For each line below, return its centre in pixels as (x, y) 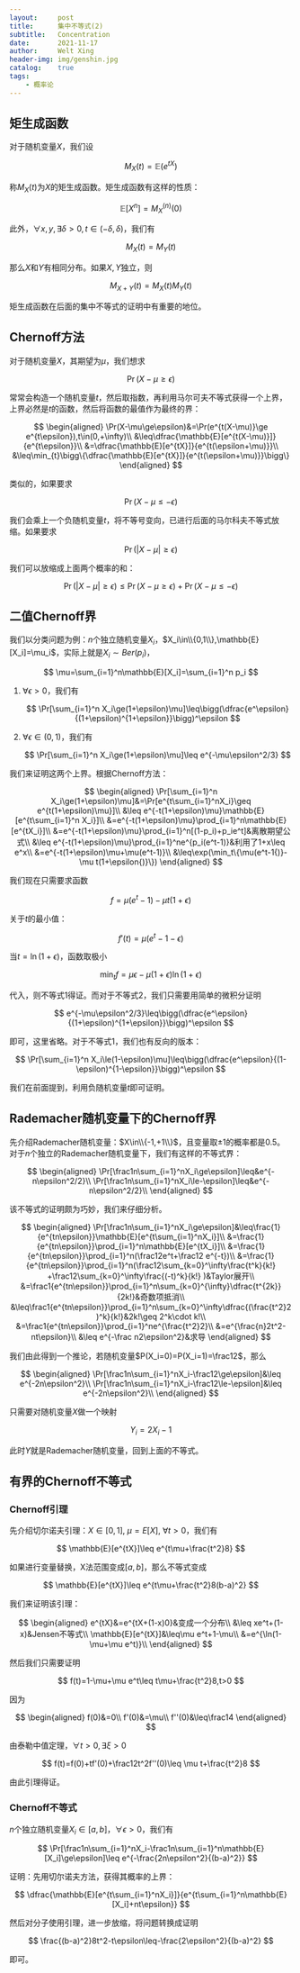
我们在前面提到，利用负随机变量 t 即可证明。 (89, 1088)
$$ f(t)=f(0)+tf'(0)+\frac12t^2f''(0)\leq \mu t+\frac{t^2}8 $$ (151, 1764)
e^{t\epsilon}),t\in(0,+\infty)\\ (79, 436)
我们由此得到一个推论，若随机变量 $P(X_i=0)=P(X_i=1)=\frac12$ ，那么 (138, 1355)
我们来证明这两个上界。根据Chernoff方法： (89, 773)
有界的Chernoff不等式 (71, 1482)
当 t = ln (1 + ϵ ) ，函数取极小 (58, 956)
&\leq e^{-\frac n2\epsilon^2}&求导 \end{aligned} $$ (175, 1336)
